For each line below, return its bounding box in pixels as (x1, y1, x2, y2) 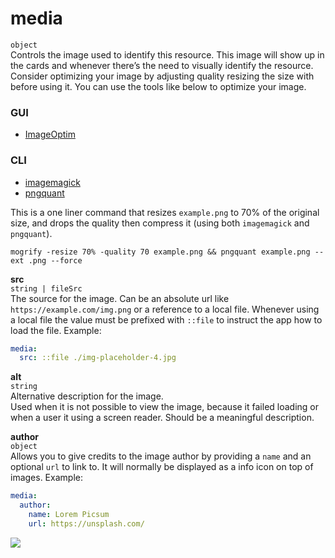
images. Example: (10, 472, 83, 484)
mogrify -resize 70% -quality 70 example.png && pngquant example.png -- (10, 247, 325, 257)
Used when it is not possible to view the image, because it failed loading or (10, 401, 320, 413)
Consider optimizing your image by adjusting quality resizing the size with (10, 70, 315, 82)
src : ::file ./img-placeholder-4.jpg (19, 353, 177, 363)
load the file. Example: (10, 324, 102, 336)
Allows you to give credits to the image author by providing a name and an (10, 450, 312, 462)
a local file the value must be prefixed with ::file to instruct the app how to (10, 313, 323, 326)
